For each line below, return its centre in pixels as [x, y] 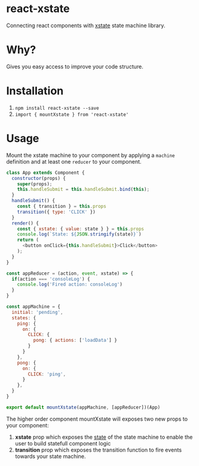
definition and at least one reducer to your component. [74, 161]
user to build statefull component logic [63, 443]
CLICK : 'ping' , [47, 374]
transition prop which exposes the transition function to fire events [98, 450]
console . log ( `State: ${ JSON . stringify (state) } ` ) [79, 234]
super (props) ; [35, 184]
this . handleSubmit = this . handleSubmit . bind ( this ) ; [83, 190]
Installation [35, 91]
